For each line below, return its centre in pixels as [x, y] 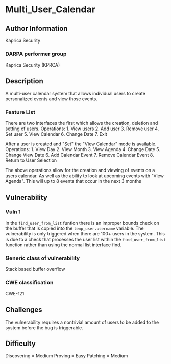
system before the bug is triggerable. [44, 327]
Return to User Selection [31, 160]
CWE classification [29, 283]
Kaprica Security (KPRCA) [33, 65]
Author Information [36, 28]
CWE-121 [15, 293]
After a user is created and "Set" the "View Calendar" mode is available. [81, 144]
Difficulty [20, 343]
